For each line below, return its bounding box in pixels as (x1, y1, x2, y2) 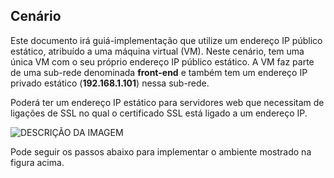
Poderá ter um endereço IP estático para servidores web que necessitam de (10, 96, 325, 108)
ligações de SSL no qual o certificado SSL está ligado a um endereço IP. (10, 107, 308, 119)
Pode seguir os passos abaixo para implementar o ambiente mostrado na (10, 145, 312, 158)
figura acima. (10, 156, 65, 168)
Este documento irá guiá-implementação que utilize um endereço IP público (10, 34, 323, 46)
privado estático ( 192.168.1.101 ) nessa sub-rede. (10, 77, 210, 89)
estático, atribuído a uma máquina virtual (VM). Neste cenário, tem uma (10, 45, 305, 57)
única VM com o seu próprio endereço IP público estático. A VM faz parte (10, 55, 315, 68)
